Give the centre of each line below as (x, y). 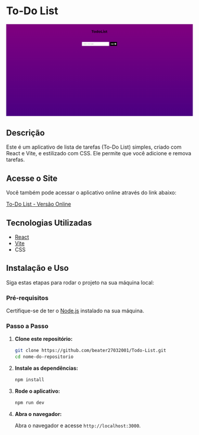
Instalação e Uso (38, 268)
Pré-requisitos (27, 298)
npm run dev (29, 402)
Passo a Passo (27, 326)
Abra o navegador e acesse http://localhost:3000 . (78, 426)
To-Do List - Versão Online (38, 204)
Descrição (25, 132)
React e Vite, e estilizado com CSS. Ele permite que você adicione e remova (99, 153)
